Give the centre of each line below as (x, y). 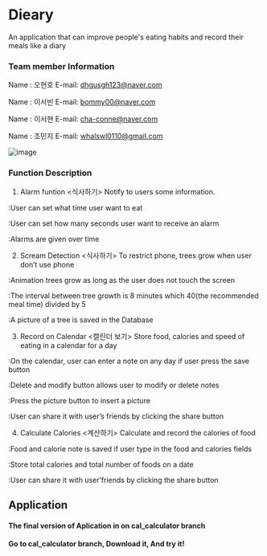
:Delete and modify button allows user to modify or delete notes (114, 385)
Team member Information (62, 66)
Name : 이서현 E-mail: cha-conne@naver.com (83, 119)
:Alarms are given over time (54, 239)
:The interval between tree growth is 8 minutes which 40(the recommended (133, 296)
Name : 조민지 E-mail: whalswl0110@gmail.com (86, 136)
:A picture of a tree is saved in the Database (81, 320)
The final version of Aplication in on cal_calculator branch (107, 525)
